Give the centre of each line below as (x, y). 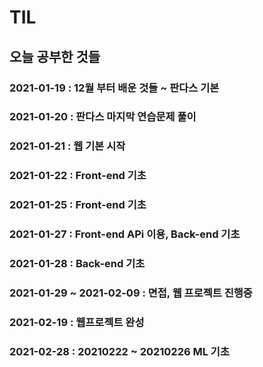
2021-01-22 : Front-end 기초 (78, 176)
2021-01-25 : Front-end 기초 (78, 205)
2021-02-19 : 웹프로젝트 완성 (77, 322)
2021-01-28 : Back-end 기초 (77, 264)
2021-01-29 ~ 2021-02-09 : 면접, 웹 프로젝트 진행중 (131, 293)
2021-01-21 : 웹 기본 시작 (67, 146)
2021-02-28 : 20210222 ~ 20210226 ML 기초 (119, 351)
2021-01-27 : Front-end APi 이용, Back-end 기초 (125, 234)
